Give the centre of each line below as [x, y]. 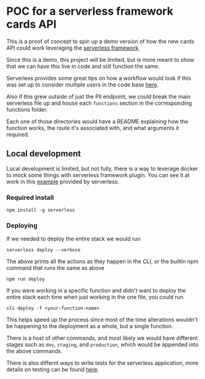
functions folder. [27, 109]
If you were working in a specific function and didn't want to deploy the [96, 291]
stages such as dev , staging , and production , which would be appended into [102, 345]
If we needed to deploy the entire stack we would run [73, 239]
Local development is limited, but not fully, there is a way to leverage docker [102, 168]
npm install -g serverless [41, 210]
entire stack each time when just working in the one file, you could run [95, 297]
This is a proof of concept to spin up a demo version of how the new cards [100, 41]
